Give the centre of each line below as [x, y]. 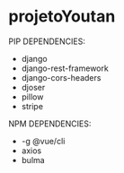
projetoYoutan [62, 17]
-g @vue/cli [43, 141]
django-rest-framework [65, 68]
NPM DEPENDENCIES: [50, 124]
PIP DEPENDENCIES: [47, 41]
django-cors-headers [61, 77]
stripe [32, 106]
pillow [32, 97]
